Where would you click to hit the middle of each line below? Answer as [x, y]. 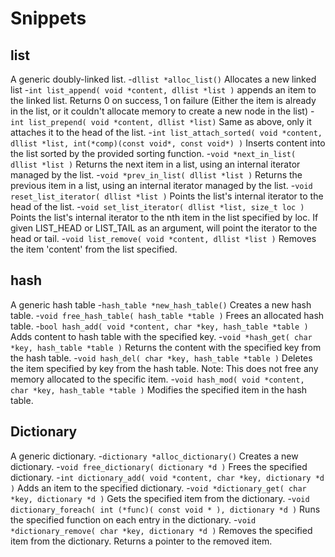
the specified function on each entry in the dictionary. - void [133, 519]
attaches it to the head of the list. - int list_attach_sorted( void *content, [166, 132]
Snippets [48, 18]
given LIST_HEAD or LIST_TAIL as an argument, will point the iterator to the [164, 228]
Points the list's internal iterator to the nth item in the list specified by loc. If [164, 217]
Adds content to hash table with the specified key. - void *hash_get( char [161, 336]
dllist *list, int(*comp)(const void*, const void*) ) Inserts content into [168, 143]
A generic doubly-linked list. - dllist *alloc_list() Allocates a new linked [163, 79]
